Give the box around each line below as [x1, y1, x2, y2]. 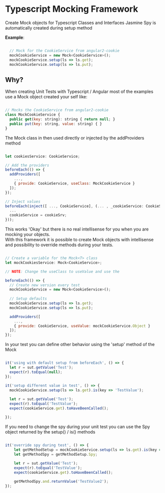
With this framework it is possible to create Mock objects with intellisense [5, 237, 154, 242]
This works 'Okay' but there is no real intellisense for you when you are [5, 226, 149, 232]
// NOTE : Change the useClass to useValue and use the [5, 269, 120, 274]
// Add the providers [5, 163, 50, 168]
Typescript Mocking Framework [5, 3, 138, 15]
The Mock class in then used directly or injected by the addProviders [5, 135, 144, 141]
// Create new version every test [9, 283, 80, 288]
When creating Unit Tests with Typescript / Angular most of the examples [5, 88, 154, 94]
